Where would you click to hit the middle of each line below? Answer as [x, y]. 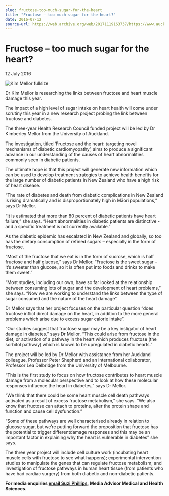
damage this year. [24, 98]
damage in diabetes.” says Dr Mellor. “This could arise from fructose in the [82, 334]
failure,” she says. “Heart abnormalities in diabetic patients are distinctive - [82, 221]
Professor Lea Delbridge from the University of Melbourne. [66, 365]
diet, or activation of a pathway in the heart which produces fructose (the [81, 339]
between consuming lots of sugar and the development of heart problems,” [83, 288]
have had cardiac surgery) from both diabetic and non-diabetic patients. [80, 474]
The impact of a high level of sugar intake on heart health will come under [82, 108]
